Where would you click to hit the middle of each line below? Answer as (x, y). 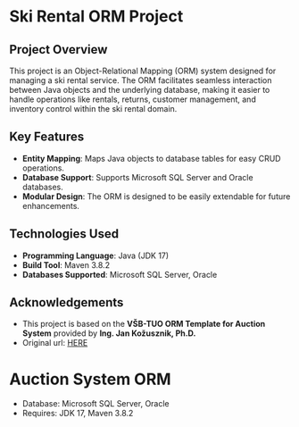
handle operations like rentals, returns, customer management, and (133, 99)
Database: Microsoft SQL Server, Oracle (96, 404)
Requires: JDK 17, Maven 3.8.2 (78, 414)
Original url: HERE (55, 343)
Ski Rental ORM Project (96, 17)
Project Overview (58, 50)
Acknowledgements (66, 302)
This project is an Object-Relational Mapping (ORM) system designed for (143, 71)
